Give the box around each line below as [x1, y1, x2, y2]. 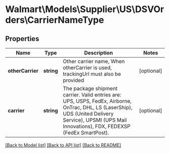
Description [84, 49, 113, 56]
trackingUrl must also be [63, 71, 121, 77]
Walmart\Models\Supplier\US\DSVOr [5, 4, 164, 15]
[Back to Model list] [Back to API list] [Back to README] [5, 142, 121, 148]
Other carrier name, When [63, 58, 125, 65]
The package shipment [63, 85, 118, 92]
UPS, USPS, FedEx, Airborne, [63, 97, 132, 105]
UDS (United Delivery [63, 110, 114, 117]
